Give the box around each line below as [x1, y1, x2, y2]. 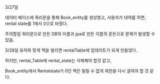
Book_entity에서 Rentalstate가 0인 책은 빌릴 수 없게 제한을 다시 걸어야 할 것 [5, 68, 149, 74]
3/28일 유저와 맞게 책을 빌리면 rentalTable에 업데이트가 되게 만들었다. [5, 48, 138, 53]
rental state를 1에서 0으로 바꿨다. [5, 21, 68, 26]
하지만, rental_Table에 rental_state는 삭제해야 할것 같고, [5, 58, 112, 63]
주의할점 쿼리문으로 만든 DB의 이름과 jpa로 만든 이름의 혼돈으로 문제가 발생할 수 [5, 31, 155, 36]
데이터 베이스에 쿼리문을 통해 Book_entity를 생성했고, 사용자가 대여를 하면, [5, 15, 146, 20]
